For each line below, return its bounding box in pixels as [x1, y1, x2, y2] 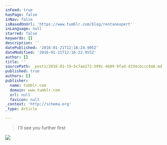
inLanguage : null [5, 26, 42, 31]
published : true [5, 69, 40, 74]
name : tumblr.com [10, 83, 47, 88]
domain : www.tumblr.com [10, 87, 60, 93]
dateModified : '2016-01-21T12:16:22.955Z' [5, 50, 96, 55]
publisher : [5, 78, 28, 83]
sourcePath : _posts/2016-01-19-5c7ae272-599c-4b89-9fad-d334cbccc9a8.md [5, 64, 162, 69]
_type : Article [5, 106, 38, 112]
